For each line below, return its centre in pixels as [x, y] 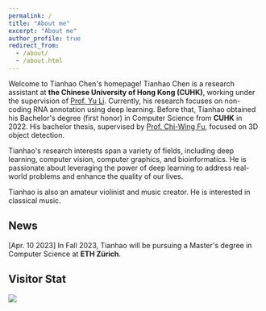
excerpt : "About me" [43, 31]
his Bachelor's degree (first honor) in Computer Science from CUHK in [125, 118]
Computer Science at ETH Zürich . [65, 254]
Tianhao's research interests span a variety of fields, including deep [121, 151]
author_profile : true [45, 38]
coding [20, 109]
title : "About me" [39, 23]
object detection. [37, 135]
